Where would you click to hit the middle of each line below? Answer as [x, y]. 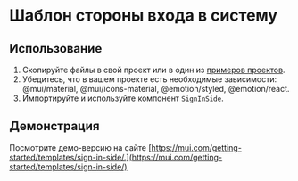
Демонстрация [54, 126]
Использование [56, 49]
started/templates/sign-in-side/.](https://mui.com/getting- [116, 157]
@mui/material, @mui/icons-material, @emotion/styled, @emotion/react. [156, 89]
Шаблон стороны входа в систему [144, 16]
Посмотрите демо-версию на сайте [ [80, 147]
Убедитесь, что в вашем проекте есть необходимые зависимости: [149, 79]
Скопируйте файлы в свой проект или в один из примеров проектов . [153, 70]
